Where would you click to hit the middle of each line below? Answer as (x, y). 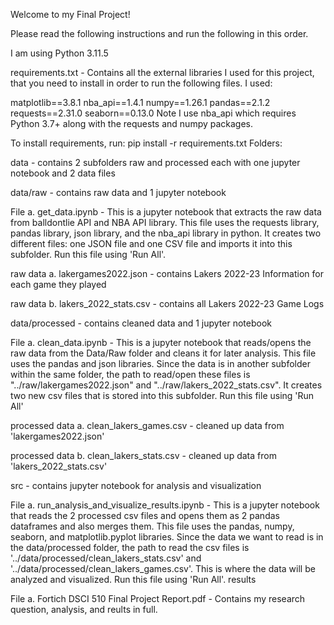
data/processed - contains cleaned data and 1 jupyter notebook (141, 323)
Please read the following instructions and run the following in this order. (159, 33)
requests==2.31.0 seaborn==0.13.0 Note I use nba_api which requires (153, 113)
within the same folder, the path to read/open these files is (130, 374)
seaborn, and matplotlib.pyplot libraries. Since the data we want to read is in (167, 537)
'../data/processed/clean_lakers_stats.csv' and (106, 558)
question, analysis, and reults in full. (84, 609)
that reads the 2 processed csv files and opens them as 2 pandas (145, 515)
